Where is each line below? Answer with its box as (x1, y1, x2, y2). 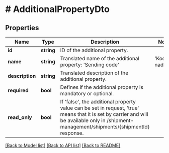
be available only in (60, 117, 106, 124)
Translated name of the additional (60, 55, 140, 62)
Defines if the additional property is (60, 84, 143, 91)
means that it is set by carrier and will (60, 111, 148, 117)
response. (60, 129, 84, 136)
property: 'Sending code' (60, 61, 119, 68)
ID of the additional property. (60, 47, 128, 54)
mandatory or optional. (60, 90, 114, 97)
